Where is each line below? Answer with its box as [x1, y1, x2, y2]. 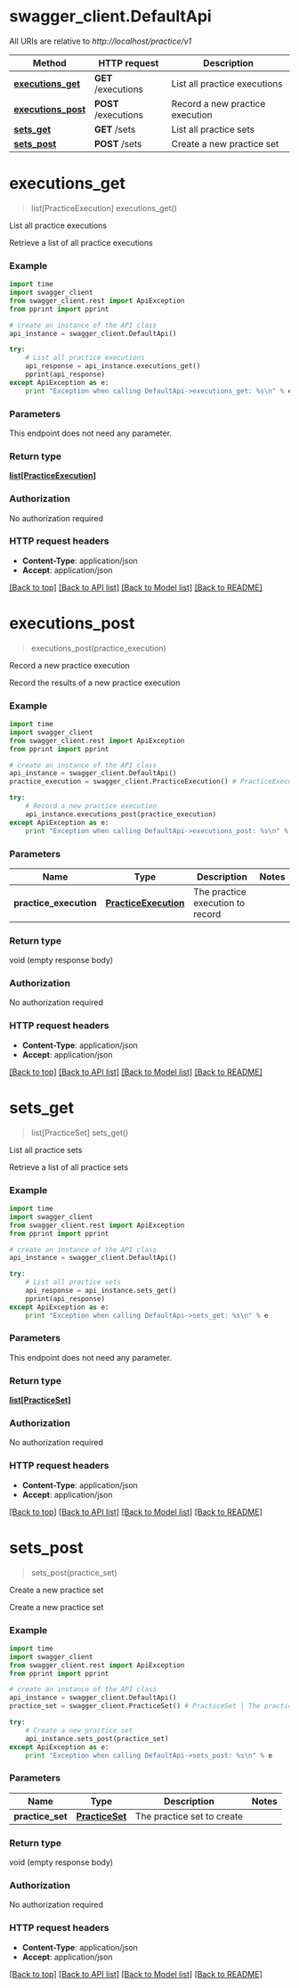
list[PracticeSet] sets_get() [30, 1127, 129, 1138]
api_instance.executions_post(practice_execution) [25, 809, 217, 819]
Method [32, 56, 67, 69]
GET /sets [93, 123, 136, 135]
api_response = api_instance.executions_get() [25, 362, 201, 371]
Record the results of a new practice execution [9, 677, 181, 688]
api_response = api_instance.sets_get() [25, 1286, 177, 1296]
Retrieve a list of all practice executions [9, 237, 153, 248]
